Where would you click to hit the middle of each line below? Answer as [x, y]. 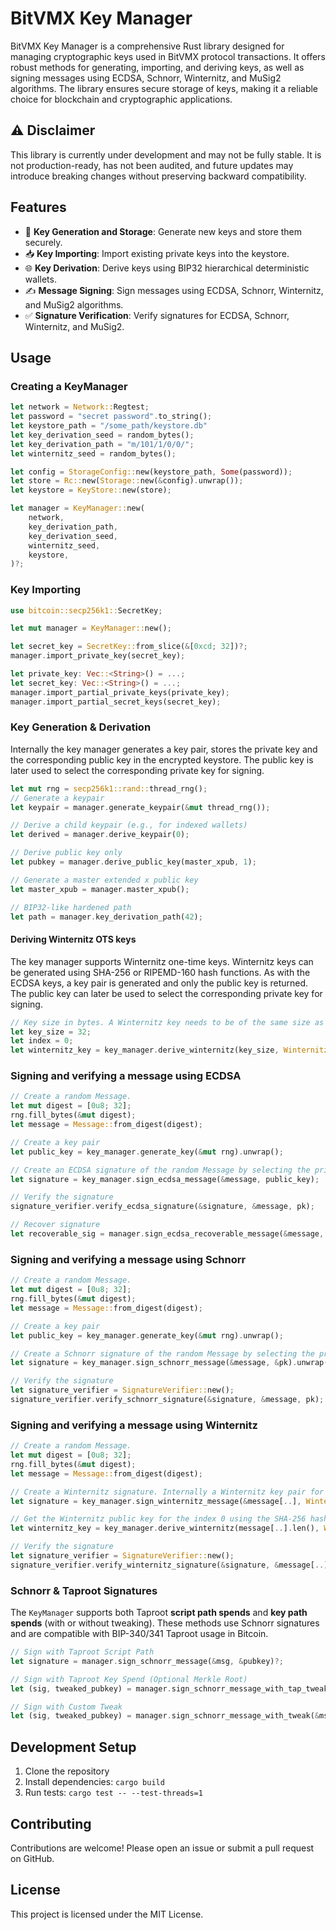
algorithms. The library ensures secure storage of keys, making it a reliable [164, 88]
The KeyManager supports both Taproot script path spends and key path [159, 1613]
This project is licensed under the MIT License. [107, 1914]
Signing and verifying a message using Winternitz [134, 1425]
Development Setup [73, 1747]
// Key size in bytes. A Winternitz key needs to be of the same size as [167, 1022]
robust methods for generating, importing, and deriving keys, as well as [157, 67]
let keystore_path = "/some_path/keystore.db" [109, 426]
